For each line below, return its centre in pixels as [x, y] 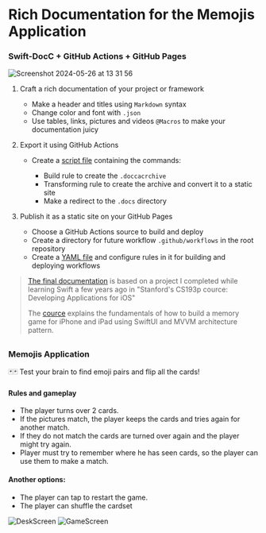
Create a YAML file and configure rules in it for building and [129, 257]
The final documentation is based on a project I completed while [133, 281]
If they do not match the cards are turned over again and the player [129, 436]
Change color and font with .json [86, 113]
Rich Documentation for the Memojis [132, 15]
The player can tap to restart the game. [84, 497]
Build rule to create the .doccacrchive [105, 176]
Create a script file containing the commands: [106, 160]
